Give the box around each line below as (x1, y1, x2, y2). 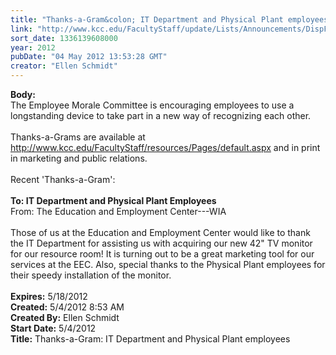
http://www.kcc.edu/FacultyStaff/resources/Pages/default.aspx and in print (10, 142, 321, 153)
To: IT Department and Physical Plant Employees (10, 195, 217, 206)
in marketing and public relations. (10, 152, 148, 164)
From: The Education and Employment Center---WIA (10, 206, 227, 217)
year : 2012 (10, 42, 56, 53)
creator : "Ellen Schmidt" (10, 61, 118, 71)
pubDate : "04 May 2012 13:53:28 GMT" (10, 52, 168, 62)
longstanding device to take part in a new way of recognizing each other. (10, 110, 312, 121)
